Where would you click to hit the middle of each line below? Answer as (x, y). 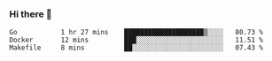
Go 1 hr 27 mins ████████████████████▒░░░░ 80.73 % (136, 33)
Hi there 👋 (31, 14)
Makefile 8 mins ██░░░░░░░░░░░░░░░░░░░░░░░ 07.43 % (136, 48)
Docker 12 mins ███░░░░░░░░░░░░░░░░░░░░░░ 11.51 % (136, 40)
